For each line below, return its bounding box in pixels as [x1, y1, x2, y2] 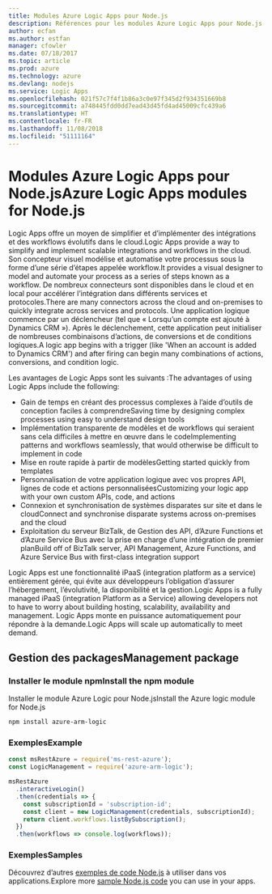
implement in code [19, 448, 83, 458]
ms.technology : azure [8, 72, 82, 80]
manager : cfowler [8, 42, 67, 50]
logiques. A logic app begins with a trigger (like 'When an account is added [8, 340, 257, 350]
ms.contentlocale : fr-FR [8, 117, 92, 125]
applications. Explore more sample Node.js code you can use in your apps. [8, 876, 256, 886]
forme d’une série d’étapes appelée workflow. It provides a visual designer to [8, 262, 263, 272]
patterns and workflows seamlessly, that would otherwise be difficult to [19, 440, 259, 450]
